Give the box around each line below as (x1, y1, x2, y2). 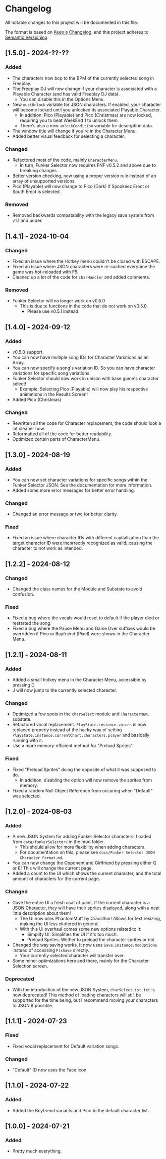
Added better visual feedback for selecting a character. (12, 133, 125, 139)
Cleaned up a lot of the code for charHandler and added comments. (12, 274, 150, 280)
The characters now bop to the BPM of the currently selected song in (12, 75, 154, 81)
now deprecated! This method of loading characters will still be (12, 992, 141, 998)
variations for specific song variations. (12, 370, 91, 376)
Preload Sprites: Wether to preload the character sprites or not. (27, 936, 156, 943)
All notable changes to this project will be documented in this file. (5, 19, 139, 25)
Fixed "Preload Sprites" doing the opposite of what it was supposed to (12, 767, 156, 773)
